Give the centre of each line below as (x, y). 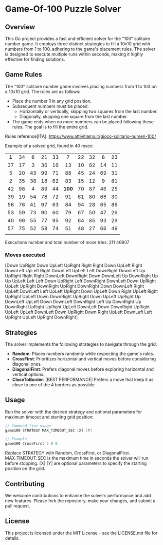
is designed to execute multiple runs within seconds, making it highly (74, 54)
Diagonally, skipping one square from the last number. (73, 116)
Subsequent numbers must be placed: (50, 106)
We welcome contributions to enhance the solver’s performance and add (78, 496)
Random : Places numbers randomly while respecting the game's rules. (83, 354)
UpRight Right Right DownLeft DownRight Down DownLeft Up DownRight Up (81, 276)
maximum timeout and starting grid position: (49, 417)
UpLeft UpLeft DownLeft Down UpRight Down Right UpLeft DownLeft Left (79, 312)
